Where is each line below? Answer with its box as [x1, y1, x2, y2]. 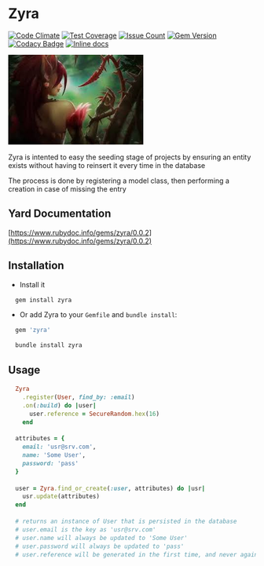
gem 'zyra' [15, 327, 51, 334]
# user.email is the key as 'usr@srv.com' [15, 525, 156, 534]
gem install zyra [15, 296, 72, 304]
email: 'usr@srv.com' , [22, 443, 97, 451]
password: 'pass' [22, 459, 79, 467]
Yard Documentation [8, 207, 112, 221]
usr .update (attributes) [22, 492, 101, 501]
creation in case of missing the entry [8, 184, 127, 193]
